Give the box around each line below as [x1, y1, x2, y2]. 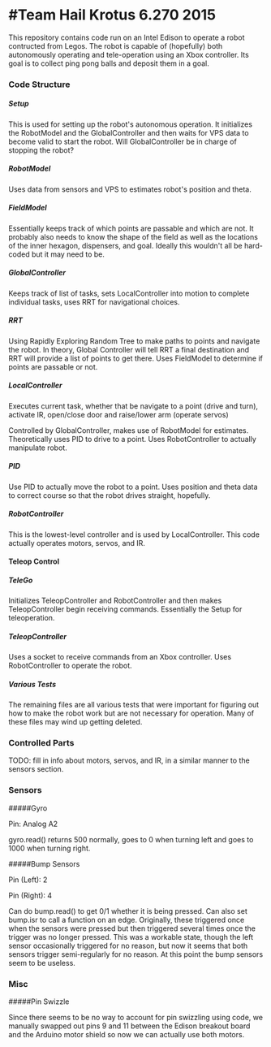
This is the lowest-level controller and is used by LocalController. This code [8, 530, 260, 539]
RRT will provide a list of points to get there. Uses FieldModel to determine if [8, 353, 264, 363]
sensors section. [8, 764, 64, 774]
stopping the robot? [8, 145, 75, 155]
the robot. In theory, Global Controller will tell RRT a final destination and [8, 344, 250, 354]
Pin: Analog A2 [8, 819, 58, 829]
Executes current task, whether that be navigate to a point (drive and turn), [8, 400, 258, 411]
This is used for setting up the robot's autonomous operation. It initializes [8, 119, 253, 129]
